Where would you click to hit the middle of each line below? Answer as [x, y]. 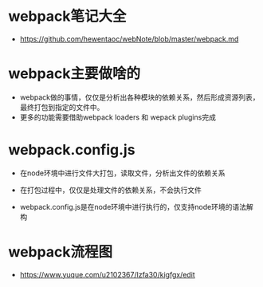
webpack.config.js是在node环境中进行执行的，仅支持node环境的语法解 [136, 206]
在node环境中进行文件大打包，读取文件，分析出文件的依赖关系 [122, 173]
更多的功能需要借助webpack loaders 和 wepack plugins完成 [118, 117]
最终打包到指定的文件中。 [62, 107]
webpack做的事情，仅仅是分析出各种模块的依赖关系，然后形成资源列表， [139, 97]
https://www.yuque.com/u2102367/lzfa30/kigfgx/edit [107, 274]
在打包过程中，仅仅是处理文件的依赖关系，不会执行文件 [110, 190]
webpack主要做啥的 [75, 74]
